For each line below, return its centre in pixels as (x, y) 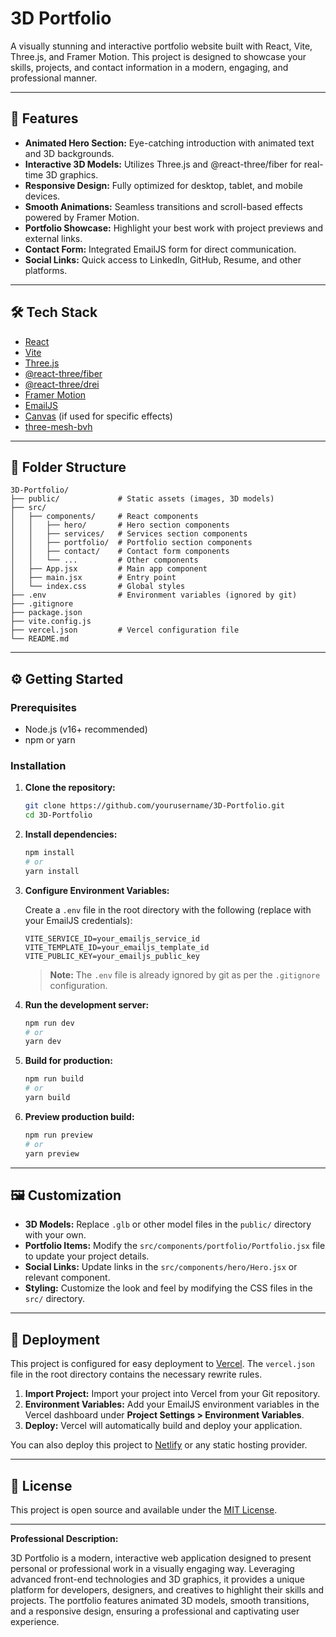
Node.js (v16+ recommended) (86, 729)
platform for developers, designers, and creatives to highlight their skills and (167, 1590)
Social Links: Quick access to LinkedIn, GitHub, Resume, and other (163, 259)
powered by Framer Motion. (82, 217)
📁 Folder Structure (68, 467)
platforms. (46, 270)
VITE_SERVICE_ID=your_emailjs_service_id (112, 938)
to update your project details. (87, 1256)
